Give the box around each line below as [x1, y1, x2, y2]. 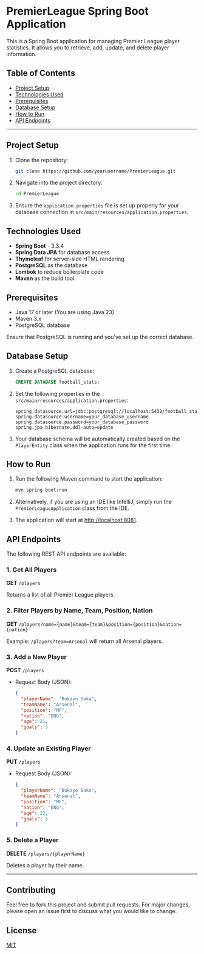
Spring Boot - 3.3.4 [15, 242, 64, 249]
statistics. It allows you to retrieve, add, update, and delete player [6, 44, 169, 51]
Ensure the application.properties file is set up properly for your [15, 202, 179, 209]
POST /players [6, 667, 44, 674]
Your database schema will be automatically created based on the [15, 435, 180, 442]
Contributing [6, 885, 56, 895]
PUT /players [6, 758, 41, 766]
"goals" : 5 [21, 724, 49, 730]
